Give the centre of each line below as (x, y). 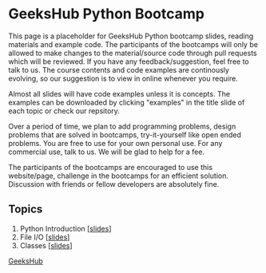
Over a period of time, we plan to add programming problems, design (122, 126)
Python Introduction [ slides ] (66, 228)
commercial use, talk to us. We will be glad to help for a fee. (107, 152)
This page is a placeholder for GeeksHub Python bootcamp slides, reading (131, 36)
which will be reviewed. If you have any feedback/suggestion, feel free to (129, 61)
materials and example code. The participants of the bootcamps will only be (133, 44)
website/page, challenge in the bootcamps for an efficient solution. (119, 176)
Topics (26, 210)
